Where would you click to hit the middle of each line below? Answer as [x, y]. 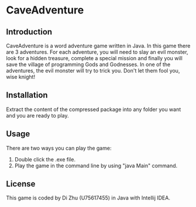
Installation [27, 95]
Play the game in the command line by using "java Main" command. [96, 165]
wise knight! [21, 77]
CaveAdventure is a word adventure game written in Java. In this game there [98, 46]
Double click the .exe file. [45, 159]
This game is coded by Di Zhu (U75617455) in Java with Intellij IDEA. [88, 198]
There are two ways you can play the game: [59, 148]
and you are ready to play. [37, 115]
